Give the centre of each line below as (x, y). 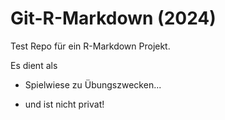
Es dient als (34, 65)
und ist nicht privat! (64, 104)
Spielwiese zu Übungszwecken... (93, 84)
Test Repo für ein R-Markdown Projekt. (90, 46)
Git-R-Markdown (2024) (113, 18)
